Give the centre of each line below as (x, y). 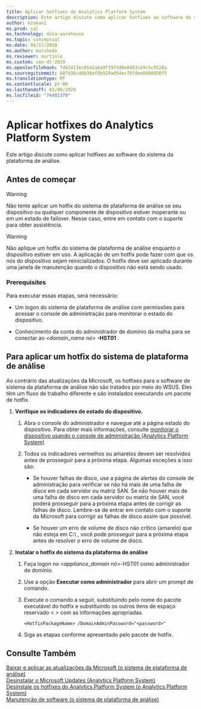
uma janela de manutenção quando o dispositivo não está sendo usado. (95, 267)
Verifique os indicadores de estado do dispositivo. (79, 411)
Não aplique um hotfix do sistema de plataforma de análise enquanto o (93, 248)
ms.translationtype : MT (36, 79)
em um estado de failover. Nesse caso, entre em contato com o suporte (95, 218)
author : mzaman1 (26, 23)
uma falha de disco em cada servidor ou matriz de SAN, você (108, 497)
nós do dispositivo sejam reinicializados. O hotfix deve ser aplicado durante (99, 261)
